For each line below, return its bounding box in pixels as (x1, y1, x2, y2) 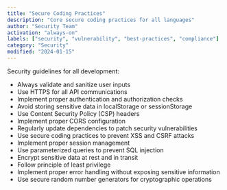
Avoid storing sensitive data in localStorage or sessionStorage (16, 102, 193, 110)
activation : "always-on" (7, 29, 78, 36)
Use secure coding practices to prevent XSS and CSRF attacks (16, 131, 195, 139)
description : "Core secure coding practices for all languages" (7, 16, 195, 23)
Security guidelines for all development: (7, 67, 120, 75)
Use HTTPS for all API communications (16, 87, 128, 96)
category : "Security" (7, 42, 69, 49)
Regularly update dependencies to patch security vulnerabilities (16, 124, 198, 132)
